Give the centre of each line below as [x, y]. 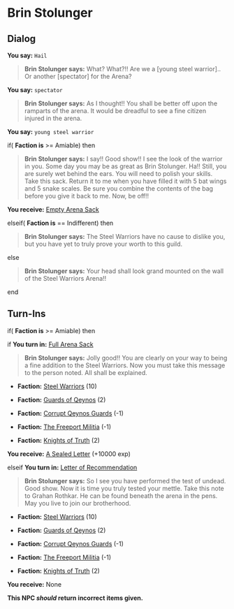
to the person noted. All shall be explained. [86, 372]
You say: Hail [27, 55]
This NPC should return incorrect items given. [75, 598]
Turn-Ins [27, 314]
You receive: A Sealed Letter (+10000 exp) [69, 454]
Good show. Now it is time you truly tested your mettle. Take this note [124, 488]
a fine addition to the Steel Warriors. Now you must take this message [125, 365]
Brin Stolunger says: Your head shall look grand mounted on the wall [124, 271]
